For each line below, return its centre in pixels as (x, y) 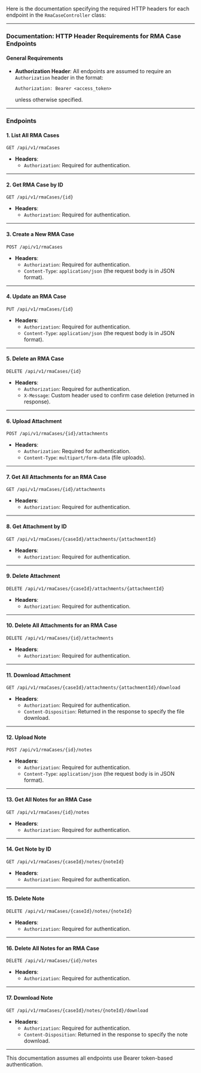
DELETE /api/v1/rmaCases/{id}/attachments (60, 638)
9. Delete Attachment (33, 576)
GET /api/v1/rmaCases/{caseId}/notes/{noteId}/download (77, 1010)
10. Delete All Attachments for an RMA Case (62, 625)
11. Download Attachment (38, 675)
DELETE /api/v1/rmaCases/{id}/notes (52, 961)
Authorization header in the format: (59, 78)
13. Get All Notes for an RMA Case (49, 800)
